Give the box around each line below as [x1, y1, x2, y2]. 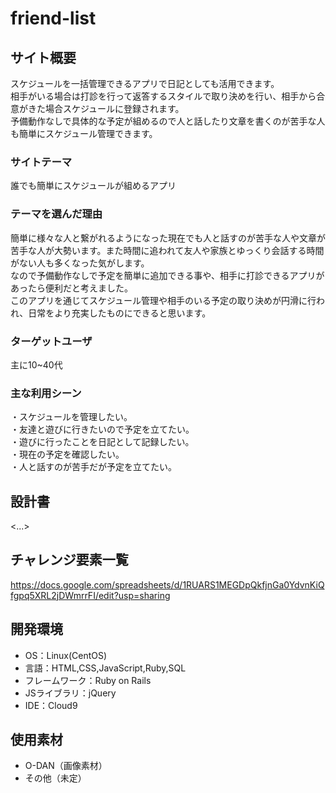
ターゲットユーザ [10, 334, 93, 348]
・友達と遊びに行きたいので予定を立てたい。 [10, 423, 195, 436]
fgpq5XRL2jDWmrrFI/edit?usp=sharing [10, 589, 171, 601]
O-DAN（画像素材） [24, 760, 108, 772]
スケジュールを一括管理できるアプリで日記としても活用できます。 [10, 78, 280, 89]
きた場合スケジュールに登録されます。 [27, 103, 185, 114]
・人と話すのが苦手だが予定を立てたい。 [10, 461, 177, 473]
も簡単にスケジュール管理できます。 [10, 128, 158, 139]
